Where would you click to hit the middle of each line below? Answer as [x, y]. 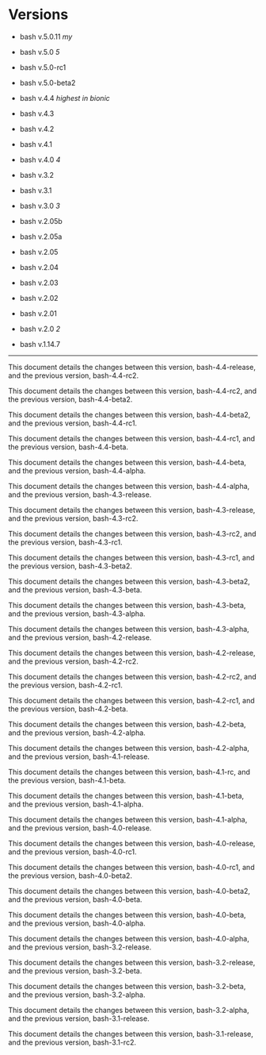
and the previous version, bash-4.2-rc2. [73, 661]
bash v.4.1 [36, 144]
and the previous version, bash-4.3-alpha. [77, 614]
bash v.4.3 [37, 114]
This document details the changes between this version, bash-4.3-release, [132, 510]
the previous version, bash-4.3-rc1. [65, 542]
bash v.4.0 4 [40, 160]
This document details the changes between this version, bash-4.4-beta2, [129, 414]
